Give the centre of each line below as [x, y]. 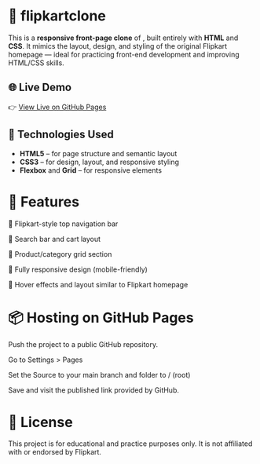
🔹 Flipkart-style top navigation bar [63, 224]
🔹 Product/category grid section [60, 254]
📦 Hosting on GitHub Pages [101, 318]
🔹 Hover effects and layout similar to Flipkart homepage [98, 284]
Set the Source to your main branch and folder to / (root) [99, 375]
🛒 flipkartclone [57, 16]
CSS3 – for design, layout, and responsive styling [99, 162]
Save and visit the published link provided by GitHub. [93, 390]
